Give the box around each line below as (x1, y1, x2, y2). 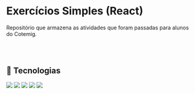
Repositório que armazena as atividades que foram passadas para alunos (6, 24, 189, 31)
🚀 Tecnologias (6, 66, 61, 76)
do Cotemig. (6, 30, 37, 37)
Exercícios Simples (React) (6, 4, 144, 18)
